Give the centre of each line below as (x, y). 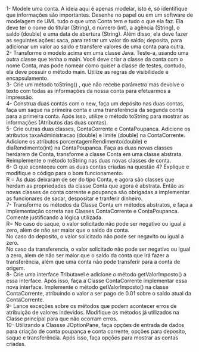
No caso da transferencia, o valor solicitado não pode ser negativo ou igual (98, 249)
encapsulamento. (27, 78)
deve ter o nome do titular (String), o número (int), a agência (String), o (93, 27)
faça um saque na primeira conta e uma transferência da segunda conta (95, 110)
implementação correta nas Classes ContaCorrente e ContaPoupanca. (93, 211)
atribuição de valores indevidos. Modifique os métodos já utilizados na (93, 312)
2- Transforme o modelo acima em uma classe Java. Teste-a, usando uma (97, 53)
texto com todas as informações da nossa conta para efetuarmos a (88, 91)
